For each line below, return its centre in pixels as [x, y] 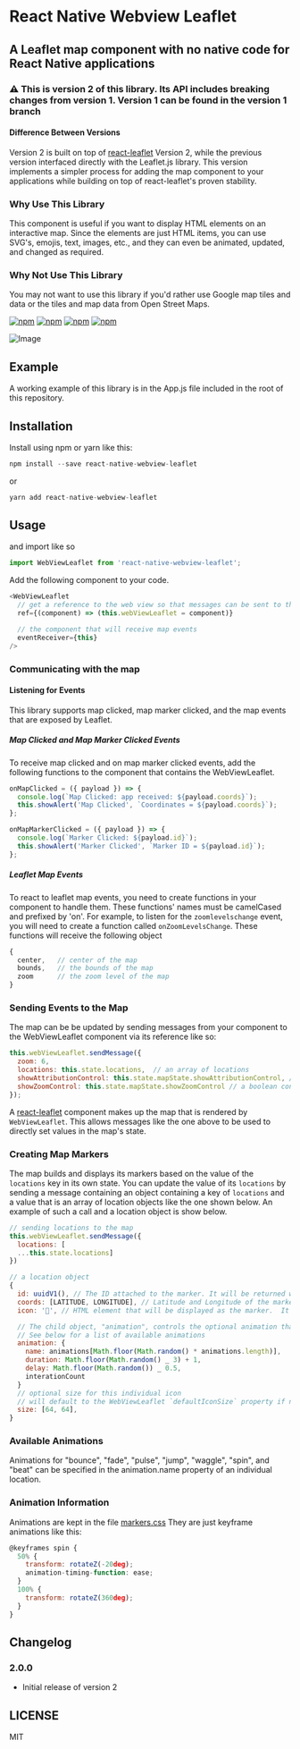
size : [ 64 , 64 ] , [47, 1410]
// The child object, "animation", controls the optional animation [147, 1327]
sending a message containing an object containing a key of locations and [147, 1192]
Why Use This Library [57, 204]
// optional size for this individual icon [99, 1393]
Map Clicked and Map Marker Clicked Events [95, 740]
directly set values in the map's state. [78, 1131]
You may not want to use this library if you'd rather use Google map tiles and [150, 295]
